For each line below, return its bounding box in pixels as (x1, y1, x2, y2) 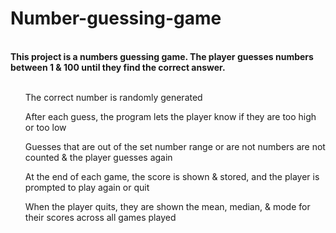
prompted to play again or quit (24, 181, 150, 193)
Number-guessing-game (10, 7, 222, 30)
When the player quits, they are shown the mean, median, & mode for (24, 200, 311, 212)
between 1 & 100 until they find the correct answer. (10, 61, 226, 73)
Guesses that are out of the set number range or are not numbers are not (24, 140, 326, 152)
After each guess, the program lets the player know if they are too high (24, 110, 317, 122)
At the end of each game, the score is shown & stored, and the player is (24, 170, 320, 182)
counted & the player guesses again (24, 151, 173, 163)
